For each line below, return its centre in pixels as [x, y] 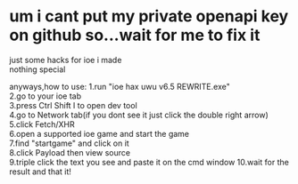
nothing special [37, 69]
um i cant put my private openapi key [149, 16]
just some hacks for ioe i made [66, 60]
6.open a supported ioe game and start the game [99, 133]
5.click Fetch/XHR [42, 124]
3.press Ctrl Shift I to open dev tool [74, 105]
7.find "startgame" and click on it [69, 143]
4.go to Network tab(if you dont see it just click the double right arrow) [139, 115]
